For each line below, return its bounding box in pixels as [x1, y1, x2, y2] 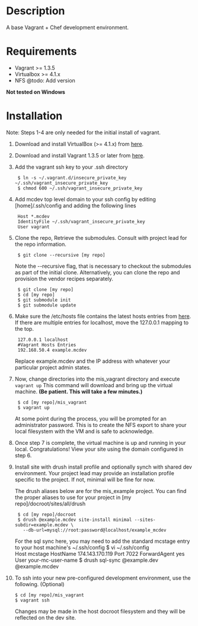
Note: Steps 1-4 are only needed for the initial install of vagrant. [6, 129, 161, 136]
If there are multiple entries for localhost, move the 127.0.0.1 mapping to [14, 319, 189, 326]
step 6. [14, 451, 32, 459]
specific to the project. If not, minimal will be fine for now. [14, 476, 155, 483]
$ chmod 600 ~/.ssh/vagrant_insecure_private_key [17, 185, 143, 191]
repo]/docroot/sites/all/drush [14, 500, 86, 507]
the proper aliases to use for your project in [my [14, 494, 132, 501]
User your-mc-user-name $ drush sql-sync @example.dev [14, 557, 159, 564]
